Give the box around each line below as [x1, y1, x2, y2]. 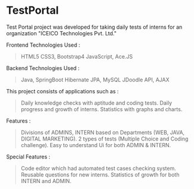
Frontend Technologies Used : [6, 41, 81, 48]
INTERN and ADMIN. [20, 177, 72, 184]
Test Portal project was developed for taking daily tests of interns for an [6, 23, 183, 31]
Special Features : [6, 153, 51, 160]
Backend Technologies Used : [6, 64, 80, 72]
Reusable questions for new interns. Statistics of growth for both [20, 171, 180, 178]
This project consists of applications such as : [6, 87, 119, 94]
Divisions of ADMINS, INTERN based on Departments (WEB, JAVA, [20, 129, 185, 136]
